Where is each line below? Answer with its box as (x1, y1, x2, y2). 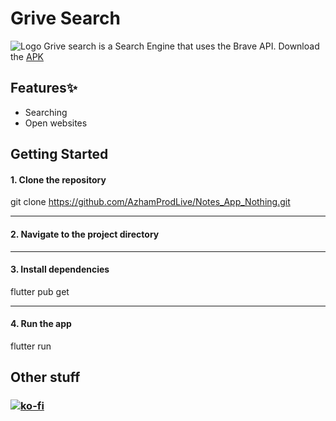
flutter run (10, 340, 52, 352)
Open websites (24, 117, 88, 129)
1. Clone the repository (10, 173, 107, 186)
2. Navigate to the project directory (10, 228, 160, 240)
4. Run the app (10, 318, 72, 330)
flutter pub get (10, 285, 70, 297)
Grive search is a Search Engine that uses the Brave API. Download (43, 40, 320, 52)
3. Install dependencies (10, 263, 110, 276)
